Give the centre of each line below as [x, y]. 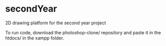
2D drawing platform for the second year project [56, 23]
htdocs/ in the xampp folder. [35, 38]
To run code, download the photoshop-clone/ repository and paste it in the [83, 32]
